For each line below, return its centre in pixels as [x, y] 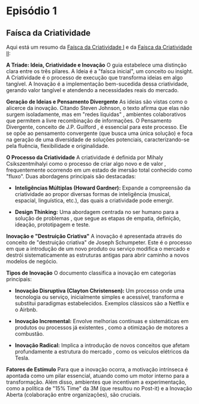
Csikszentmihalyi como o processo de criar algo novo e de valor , [86, 164]
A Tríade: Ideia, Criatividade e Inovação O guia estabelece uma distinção [97, 65]
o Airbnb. [26, 310]
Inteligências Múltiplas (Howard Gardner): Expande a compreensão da [103, 188]
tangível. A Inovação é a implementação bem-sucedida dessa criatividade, [97, 84]
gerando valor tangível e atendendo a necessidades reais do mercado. [93, 90]
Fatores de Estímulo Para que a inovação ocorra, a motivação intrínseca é [97, 369]
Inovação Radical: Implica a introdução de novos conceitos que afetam [102, 345]
